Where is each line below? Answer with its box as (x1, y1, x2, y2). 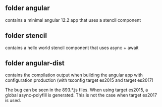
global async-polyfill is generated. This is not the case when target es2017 (5, 92, 157, 98)
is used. (5, 98, 21, 104)
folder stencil (5, 32, 47, 40)
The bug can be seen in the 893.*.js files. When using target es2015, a (5, 87, 148, 93)
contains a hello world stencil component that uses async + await (5, 45, 139, 51)
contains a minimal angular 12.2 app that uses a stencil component (5, 17, 141, 23)
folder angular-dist (5, 59, 65, 67)
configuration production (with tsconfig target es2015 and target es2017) (5, 77, 154, 83)
